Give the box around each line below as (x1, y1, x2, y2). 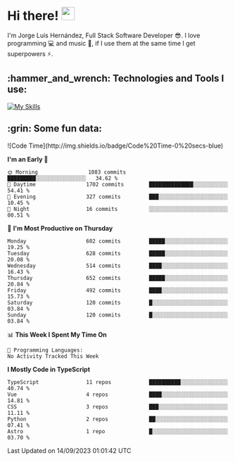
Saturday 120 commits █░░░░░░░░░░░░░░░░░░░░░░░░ (7, 299, 229, 306)
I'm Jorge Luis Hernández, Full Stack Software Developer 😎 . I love (7, 31, 201, 39)
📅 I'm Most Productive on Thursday (7, 224, 113, 232)
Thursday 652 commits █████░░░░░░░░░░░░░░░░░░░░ (7, 274, 229, 281)
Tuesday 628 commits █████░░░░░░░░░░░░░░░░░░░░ (7, 250, 229, 257)
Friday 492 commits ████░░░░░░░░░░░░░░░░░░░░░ (7, 287, 229, 294)
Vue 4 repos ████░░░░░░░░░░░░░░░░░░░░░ (7, 391, 229, 398)
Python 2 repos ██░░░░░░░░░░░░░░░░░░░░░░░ (7, 416, 229, 423)
